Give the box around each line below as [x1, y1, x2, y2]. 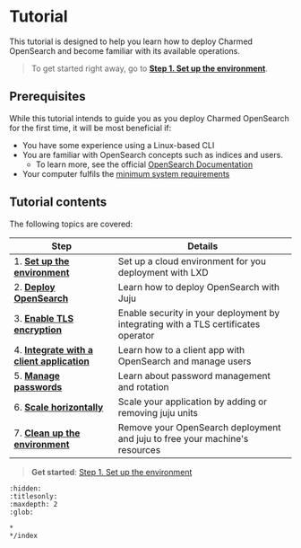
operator [117, 329, 155, 341]
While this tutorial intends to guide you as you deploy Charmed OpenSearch [9, 112, 289, 123]
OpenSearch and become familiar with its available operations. [9, 45, 240, 56]
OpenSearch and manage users [117, 355, 252, 367]
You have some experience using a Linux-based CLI [21, 139, 215, 150]
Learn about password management [117, 369, 271, 382]
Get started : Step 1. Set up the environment [30, 466, 193, 477]
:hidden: [9, 483, 42, 493]
